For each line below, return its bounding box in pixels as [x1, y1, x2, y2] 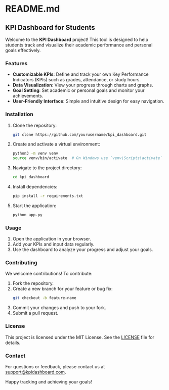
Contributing [5, 259, 37, 266]
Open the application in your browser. [12, 236, 92, 242]
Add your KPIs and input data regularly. [12, 241, 95, 248]
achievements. [12, 93, 44, 99]
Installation [5, 111, 34, 118]
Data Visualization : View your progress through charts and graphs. [12, 82, 153, 88]
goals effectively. [5, 47, 41, 53]
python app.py [12, 212, 43, 217]
